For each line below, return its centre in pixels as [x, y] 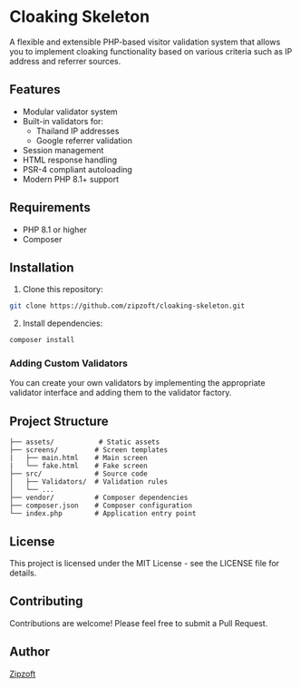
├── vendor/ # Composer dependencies [99, 498]
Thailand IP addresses [78, 131]
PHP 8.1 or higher [55, 230]
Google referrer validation [84, 140]
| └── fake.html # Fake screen [78, 466]
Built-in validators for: [63, 121]
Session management [63, 150]
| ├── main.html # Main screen [78, 458]
